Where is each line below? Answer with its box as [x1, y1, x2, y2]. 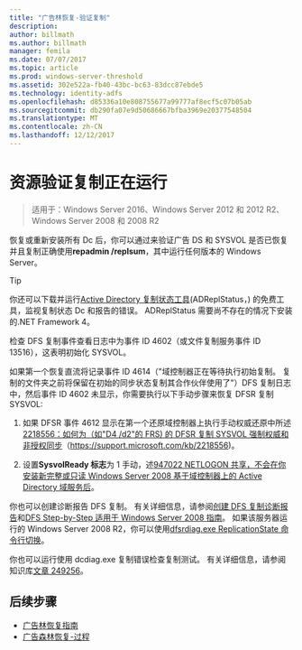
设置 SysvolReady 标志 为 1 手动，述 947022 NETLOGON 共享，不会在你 [22, 459, 287, 469]
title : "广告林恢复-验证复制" [9, 13, 111, 23]
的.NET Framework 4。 [9, 316, 95, 327]
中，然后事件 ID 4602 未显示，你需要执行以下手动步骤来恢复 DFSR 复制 [9, 388, 275, 399]
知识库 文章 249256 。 [9, 565, 88, 576]
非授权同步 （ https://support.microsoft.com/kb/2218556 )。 [22, 440, 240, 450]
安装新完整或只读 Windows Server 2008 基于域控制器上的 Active [22, 470, 263, 481]
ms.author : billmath [9, 38, 87, 48]
